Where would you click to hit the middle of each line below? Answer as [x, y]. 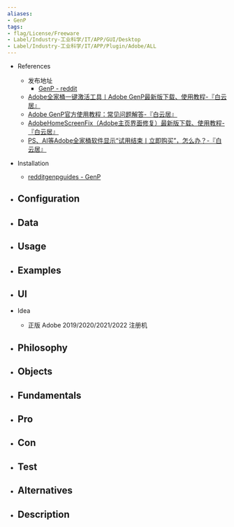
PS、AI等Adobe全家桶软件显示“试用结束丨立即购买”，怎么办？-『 [122, 140]
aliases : [20, 14]
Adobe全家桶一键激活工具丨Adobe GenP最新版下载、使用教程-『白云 [127, 97]
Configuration [49, 199]
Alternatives [45, 491]
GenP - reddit [58, 89]
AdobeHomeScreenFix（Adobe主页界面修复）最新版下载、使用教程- [126, 123]
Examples [39, 270]
